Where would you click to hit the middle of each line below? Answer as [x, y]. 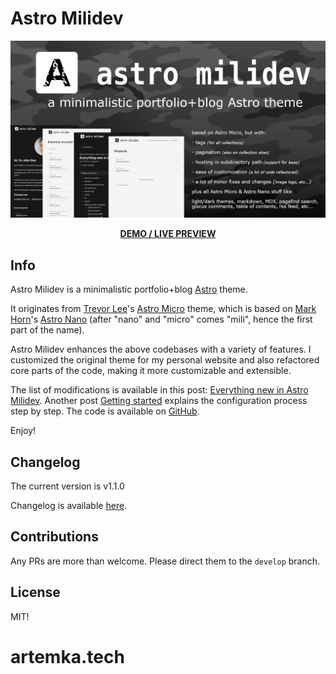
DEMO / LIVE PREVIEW [168, 234]
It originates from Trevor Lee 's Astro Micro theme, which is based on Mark [163, 309]
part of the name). [47, 330]
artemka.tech [67, 656]
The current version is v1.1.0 [67, 486]
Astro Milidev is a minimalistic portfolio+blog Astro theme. [129, 289]
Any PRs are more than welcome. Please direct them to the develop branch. [165, 561]
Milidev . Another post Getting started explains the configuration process [159, 401]
